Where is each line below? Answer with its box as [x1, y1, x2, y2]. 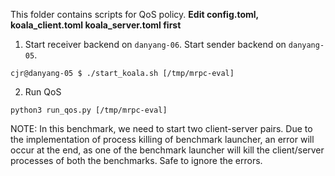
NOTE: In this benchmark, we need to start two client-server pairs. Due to [10, 123, 313, 134]
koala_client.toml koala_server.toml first [10, 19, 182, 31]
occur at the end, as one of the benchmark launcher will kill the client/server [10, 144, 325, 156]
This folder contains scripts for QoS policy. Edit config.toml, [10, 9, 259, 20]
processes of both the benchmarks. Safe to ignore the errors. [10, 155, 263, 166]
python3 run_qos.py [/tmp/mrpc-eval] [10, 105, 168, 115]
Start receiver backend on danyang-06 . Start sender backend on [24, 39, 287, 50]
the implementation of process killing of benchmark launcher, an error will [10, 134, 315, 145]
